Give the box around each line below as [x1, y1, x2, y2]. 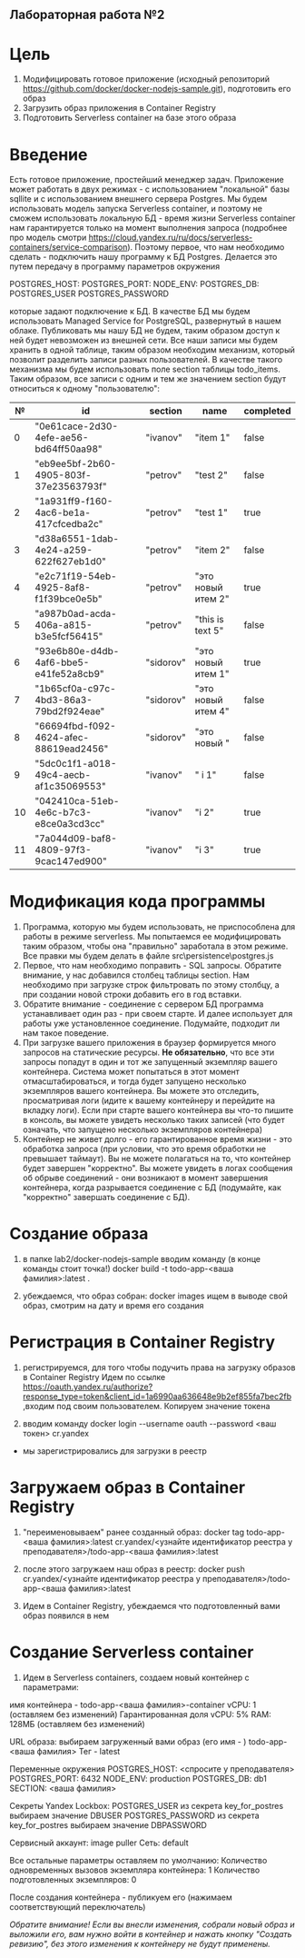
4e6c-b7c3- [34, 806, 93, 819]
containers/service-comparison [9, 242, 128, 253]
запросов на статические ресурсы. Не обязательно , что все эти [22, 1047, 275, 1058]
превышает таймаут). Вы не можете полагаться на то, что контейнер [22, 1153, 291, 1164]
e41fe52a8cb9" [34, 668, 104, 681]
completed [243, 404, 291, 417]
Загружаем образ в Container [9, 1477, 246, 1498]
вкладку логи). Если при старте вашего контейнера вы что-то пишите [22, 1105, 294, 1116]
